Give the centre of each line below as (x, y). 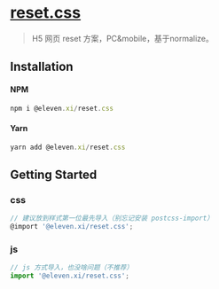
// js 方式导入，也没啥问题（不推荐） (72, 268)
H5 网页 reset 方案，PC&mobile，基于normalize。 (122, 38)
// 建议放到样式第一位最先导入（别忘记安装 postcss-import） (112, 219)
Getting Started (54, 174)
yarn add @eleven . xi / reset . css (68, 147)
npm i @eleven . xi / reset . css (62, 108)
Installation (42, 67)
